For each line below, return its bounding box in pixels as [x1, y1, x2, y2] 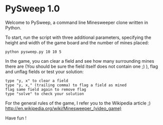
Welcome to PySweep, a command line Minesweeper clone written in [5, 19, 148, 25]
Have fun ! [5, 115, 27, 121]
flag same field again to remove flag [5, 87, 86, 92]
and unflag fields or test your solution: [5, 68, 84, 75]
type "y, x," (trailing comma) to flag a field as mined [5, 83, 127, 88]
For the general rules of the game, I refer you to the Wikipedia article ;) [5, 100, 151, 106]
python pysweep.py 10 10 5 [5, 49, 62, 54]
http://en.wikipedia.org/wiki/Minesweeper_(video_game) [5, 105, 122, 111]
